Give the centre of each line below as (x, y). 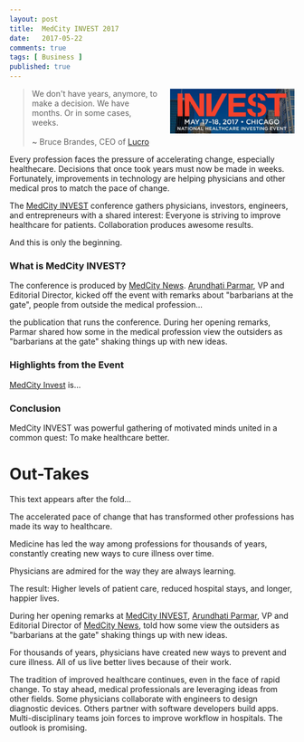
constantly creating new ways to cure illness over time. (112, 553)
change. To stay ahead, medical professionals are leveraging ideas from (144, 689)
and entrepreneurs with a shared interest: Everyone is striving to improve (145, 215)
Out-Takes (49, 474)
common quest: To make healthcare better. (90, 437)
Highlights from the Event (67, 365)
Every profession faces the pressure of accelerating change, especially (142, 159)
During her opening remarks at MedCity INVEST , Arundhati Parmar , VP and (149, 615)
